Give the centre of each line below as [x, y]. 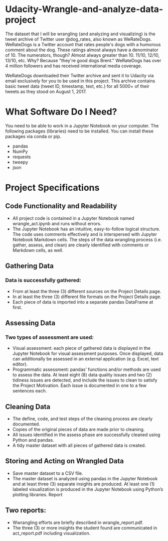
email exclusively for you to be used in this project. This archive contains [80, 81]
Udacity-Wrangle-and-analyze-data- [84, 9]
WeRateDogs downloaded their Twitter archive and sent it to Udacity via [79, 75]
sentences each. [30, 391]
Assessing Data [30, 323]
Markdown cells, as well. [38, 250]
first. [17, 307]
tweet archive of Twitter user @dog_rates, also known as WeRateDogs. [78, 39]
